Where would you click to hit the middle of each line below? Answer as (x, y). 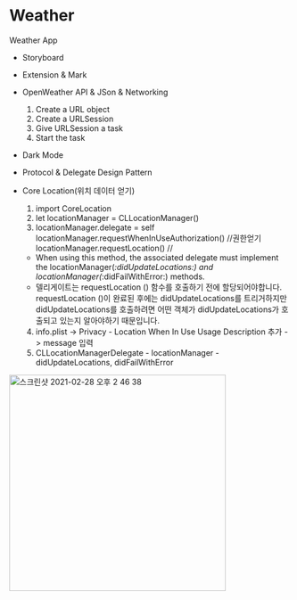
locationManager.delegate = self (95, 227)
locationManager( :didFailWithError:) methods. (120, 276)
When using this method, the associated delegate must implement (157, 257)
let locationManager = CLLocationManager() (117, 218)
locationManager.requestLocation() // (104, 248)
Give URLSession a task (79, 128)
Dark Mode (43, 155)
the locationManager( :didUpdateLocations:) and (124, 267)
